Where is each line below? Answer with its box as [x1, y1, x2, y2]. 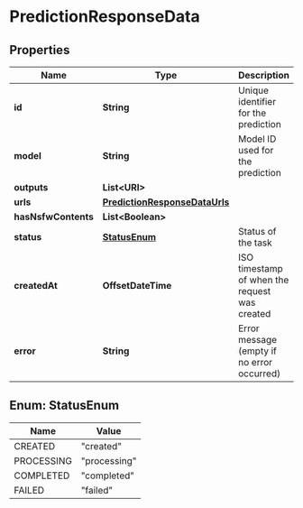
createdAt [14, 280, 59, 291]
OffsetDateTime [102, 280, 172, 291]
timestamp [238, 263, 284, 274]
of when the [238, 273, 289, 286]
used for [238, 144, 274, 156]
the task [238, 236, 272, 249]
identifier [238, 96, 277, 107]
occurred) [238, 367, 281, 380]
